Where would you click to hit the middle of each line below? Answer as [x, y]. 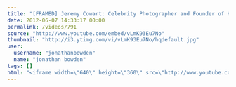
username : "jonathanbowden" [55, 53]
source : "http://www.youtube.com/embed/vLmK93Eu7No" [86, 33]
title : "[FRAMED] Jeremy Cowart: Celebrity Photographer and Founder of [116, 14]
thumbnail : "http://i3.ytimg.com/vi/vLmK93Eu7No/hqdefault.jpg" [103, 40]
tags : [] [20, 66]
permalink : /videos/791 [42, 27]
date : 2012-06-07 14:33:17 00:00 [56, 20]
